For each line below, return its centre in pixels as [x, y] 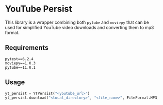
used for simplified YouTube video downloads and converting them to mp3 [80, 27]
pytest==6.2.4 [19, 59]
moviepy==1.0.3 [20, 63]
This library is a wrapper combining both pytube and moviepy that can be [77, 22]
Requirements [27, 48]
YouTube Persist [39, 9]
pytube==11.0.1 [20, 67]
